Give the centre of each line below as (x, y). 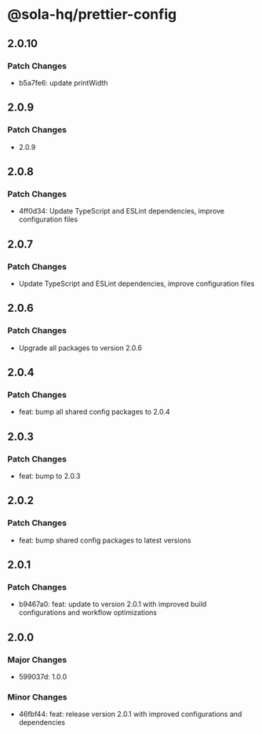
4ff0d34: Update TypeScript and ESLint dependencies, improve (122, 211)
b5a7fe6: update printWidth (63, 82)
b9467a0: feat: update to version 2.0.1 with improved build (113, 604)
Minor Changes (37, 697)
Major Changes (37, 660)
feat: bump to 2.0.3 (49, 476)
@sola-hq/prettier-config (92, 15)
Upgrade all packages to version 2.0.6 (80, 348)
